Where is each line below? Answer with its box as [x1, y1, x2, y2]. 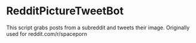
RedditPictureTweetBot [6, 4, 124, 18]
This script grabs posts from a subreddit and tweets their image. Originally [6, 24, 190, 31]
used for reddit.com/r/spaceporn [6, 30, 88, 37]
